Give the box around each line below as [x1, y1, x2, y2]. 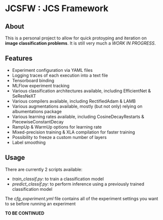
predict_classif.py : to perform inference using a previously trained [12, 181, 145, 187]
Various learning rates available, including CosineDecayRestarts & [12, 114, 145, 119]
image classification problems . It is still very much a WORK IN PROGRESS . [5, 40, 156, 46]
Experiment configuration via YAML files [12, 67, 93, 73]
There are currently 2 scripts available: [5, 166, 83, 172]
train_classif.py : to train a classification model [12, 176, 104, 182]
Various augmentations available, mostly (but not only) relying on [12, 103, 143, 109]
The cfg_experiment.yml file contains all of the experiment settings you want [5, 195, 158, 202]
